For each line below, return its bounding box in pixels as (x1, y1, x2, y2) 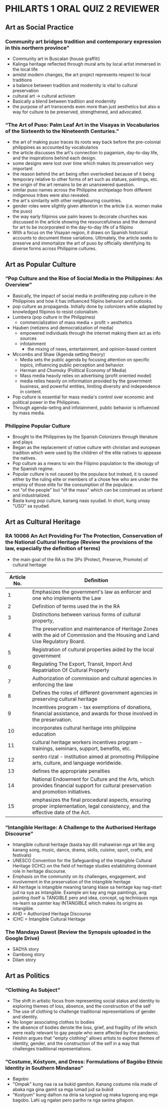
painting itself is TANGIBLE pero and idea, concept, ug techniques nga (12, 895, 157, 901)
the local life (12, 66, 38, 72)
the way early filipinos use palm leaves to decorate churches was (12, 213, 147, 219)
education (32, 730, 56, 737)
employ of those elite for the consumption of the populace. (12, 482, 134, 488)
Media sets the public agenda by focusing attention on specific (19, 356, 150, 362)
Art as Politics (5, 971, 50, 980)
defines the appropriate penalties (32, 767, 110, 774)
